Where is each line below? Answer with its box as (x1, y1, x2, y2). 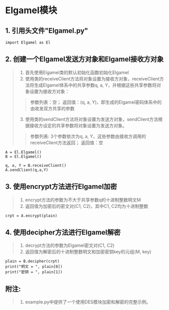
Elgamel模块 (5, 5, 58, 16)
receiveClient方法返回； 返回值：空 (30, 140, 103, 146)
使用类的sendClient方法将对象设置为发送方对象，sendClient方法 (25, 116, 158, 122)
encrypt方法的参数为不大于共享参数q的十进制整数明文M (25, 197, 141, 203)
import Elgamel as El (5, 40, 51, 45)
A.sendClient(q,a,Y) (5, 167, 49, 172)
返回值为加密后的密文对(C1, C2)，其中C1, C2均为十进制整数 (25, 203, 149, 209)
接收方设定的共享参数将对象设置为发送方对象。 (29, 122, 127, 128)
